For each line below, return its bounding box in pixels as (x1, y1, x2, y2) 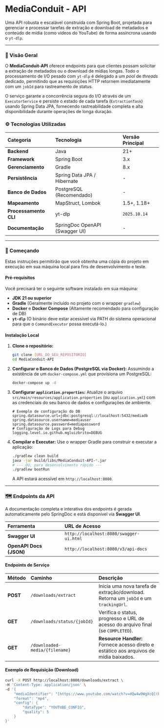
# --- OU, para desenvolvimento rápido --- (12, 462, 102, 468)
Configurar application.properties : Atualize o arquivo (12, 389, 123, 395)
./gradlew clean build (12, 453, 59, 458)
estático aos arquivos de (98, 647, 155, 654)
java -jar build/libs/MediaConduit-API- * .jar (12, 458, 106, 463)
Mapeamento (7, 199, 39, 206)
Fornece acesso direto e (98, 641, 154, 648)
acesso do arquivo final (98, 621, 152, 628)
